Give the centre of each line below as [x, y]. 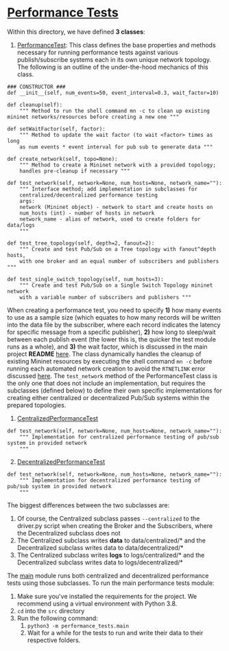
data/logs [21, 225]
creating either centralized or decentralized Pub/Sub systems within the [109, 397]
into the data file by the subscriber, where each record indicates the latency [114, 324]
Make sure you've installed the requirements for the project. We [107, 596]
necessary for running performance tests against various [97, 52]
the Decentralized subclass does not [69, 533]
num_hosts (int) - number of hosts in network [87, 213]
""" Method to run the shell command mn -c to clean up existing [115, 111]
